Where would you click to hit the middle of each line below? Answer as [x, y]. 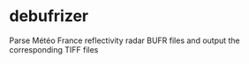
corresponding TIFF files [54, 49]
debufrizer [49, 16]
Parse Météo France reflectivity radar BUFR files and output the [124, 40]
